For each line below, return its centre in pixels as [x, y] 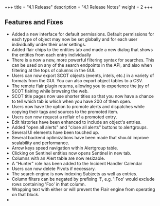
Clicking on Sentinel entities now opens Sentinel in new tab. [71, 153]
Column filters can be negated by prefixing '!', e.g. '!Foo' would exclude [83, 179]
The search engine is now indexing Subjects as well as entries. [74, 174]
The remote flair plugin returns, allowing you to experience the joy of [80, 86]
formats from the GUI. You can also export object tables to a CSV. [77, 80]
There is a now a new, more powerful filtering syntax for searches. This [83, 60]
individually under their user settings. [49, 44]
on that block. [25, 194]
